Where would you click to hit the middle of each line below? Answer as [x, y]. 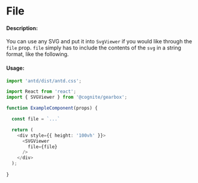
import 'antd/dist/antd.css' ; [44, 81]
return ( [22, 130]
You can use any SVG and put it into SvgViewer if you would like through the [99, 42]
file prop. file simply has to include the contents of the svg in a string [94, 48]
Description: [22, 28]
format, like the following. [37, 54]
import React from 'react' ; [41, 91]
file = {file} [43, 147]
